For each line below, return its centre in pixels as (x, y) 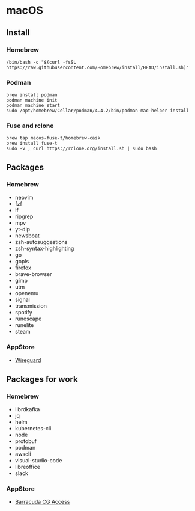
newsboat (27, 236)
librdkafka (27, 409)
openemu (27, 293)
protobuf (26, 441)
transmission (31, 306)
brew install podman (32, 95)
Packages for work (42, 379)
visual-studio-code (38, 461)
